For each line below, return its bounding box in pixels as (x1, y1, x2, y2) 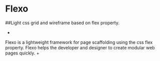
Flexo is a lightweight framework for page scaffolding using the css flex (5, 39, 153, 45)
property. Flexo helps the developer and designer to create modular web (5, 44, 155, 50)
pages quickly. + (5, 50, 40, 56)
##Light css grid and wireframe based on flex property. (5, 20, 119, 26)
